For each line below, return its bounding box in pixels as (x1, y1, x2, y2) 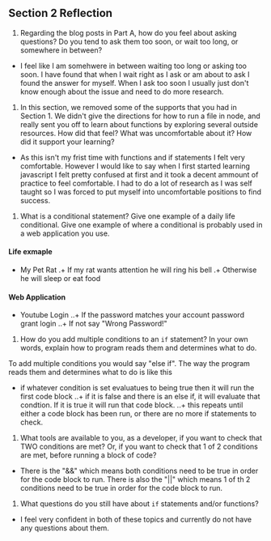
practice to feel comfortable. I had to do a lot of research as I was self (19, 178, 252, 188)
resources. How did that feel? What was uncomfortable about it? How (19, 128, 252, 138)
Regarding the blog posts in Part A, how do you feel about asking (19, 28, 237, 37)
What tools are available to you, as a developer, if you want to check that (19, 433, 263, 443)
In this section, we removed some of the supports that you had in (19, 102, 237, 112)
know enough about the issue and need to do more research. (19, 87, 224, 96)
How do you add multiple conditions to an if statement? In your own (19, 334, 248, 344)
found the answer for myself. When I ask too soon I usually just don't (19, 78, 249, 87)
